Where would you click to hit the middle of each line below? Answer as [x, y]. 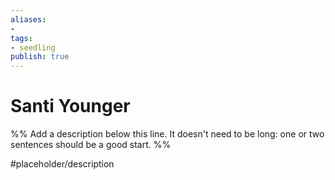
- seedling [33, 47]
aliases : [28, 19]
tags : [21, 38]
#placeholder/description [62, 164]
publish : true [40, 57]
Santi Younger [70, 106]
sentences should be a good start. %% [91, 145]
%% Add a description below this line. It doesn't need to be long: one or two [167, 134]
